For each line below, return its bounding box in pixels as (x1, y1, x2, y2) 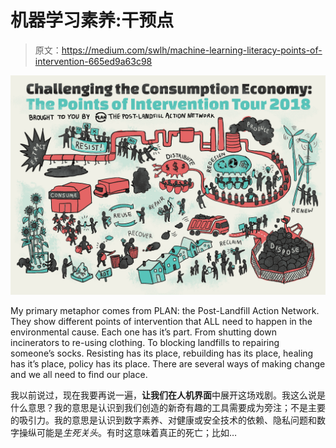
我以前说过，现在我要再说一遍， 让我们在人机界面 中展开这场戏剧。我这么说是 (10, 389, 326, 401)
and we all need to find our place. (10, 369, 148, 381)
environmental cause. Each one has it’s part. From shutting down (10, 326, 277, 338)
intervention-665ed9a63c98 (34, 55, 153, 67)
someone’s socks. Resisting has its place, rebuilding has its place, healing (10, 347, 314, 360)
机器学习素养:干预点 (10, 9, 175, 32)
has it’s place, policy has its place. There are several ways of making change (10, 358, 326, 370)
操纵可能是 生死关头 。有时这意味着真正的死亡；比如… (18, 427, 238, 439)
